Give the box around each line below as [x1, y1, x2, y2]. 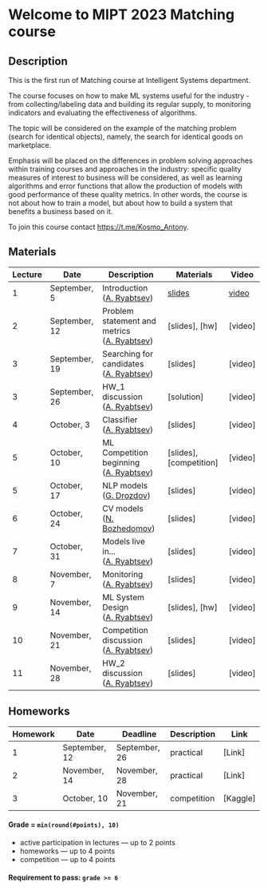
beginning [102, 457, 140, 468]
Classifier [102, 413, 138, 425]
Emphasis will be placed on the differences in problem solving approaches [8, 156, 253, 165]
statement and [102, 315, 157, 326]
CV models [102, 503, 144, 514]
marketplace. [8, 140, 52, 149]
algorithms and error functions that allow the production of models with [8, 181, 243, 191]
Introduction [102, 282, 148, 293]
